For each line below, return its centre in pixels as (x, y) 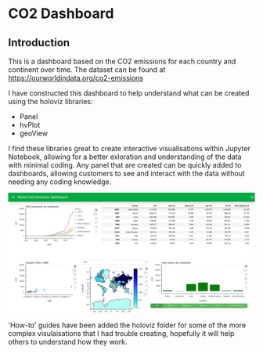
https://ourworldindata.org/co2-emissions (76, 78)
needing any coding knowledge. (60, 182)
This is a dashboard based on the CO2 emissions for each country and (122, 61)
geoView (34, 133)
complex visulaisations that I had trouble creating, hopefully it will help (121, 334)
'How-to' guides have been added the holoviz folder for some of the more (127, 325)
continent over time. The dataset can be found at (87, 70)
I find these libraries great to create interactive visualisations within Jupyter (129, 148)
